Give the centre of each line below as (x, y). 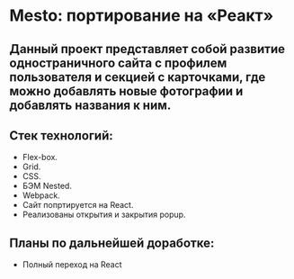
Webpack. (41, 195)
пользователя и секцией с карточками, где (138, 77)
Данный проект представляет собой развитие (147, 49)
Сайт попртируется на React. (78, 205)
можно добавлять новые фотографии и (126, 91)
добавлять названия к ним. (90, 105)
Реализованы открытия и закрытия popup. (104, 215)
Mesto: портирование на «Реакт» (142, 16)
